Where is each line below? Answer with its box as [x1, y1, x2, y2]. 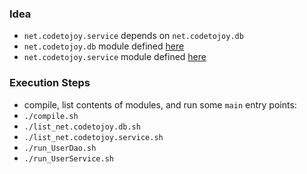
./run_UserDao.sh [23, 143, 97, 153]
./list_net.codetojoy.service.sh [23, 132, 164, 142]
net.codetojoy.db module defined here [23, 40, 185, 52]
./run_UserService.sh [23, 153, 114, 164]
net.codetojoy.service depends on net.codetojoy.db [23, 30, 244, 42]
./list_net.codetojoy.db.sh [23, 122, 141, 132]
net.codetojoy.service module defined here [23, 51, 207, 63]
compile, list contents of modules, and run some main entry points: [23, 98, 297, 111]
